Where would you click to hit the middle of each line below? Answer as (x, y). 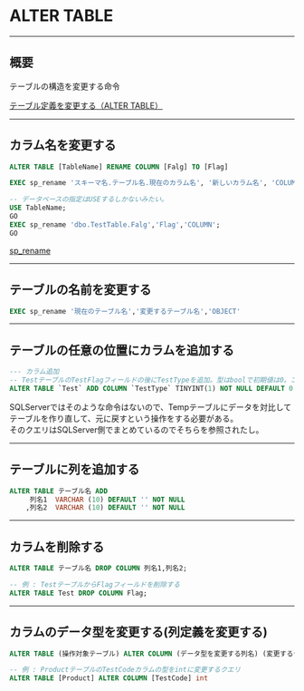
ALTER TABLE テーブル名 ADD (59, 491)
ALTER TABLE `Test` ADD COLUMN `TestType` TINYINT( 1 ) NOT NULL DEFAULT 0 (152, 388)
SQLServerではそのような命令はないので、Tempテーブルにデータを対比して (151, 407)
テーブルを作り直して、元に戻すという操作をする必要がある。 (124, 418)
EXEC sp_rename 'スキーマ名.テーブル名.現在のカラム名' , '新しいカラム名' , (138, 183)
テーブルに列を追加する (75, 469)
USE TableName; (38, 208)
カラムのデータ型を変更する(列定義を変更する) (139, 633)
